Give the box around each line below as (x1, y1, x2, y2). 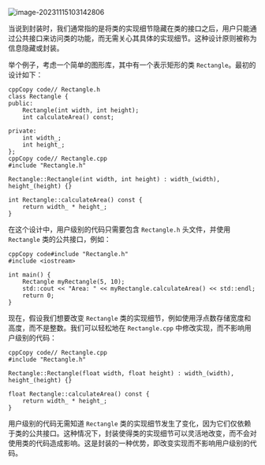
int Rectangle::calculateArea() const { (8, 196, 144, 204)
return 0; (22, 292, 55, 299)
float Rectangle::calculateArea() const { (8, 390, 150, 398)
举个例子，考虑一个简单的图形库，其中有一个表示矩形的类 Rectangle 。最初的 (8, 60, 256, 69)
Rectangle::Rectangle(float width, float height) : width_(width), (8, 370, 235, 378)
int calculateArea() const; (22, 113, 114, 121)
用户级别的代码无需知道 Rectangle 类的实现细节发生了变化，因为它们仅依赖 (8, 418, 252, 428)
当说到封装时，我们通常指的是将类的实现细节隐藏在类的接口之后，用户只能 (8, 24, 250, 33)
